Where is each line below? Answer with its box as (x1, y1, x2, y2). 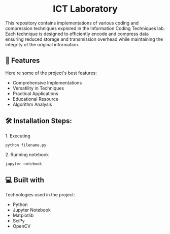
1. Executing (5, 133, 30, 139)
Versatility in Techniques (12, 85, 64, 91)
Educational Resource (12, 96, 59, 102)
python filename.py (5, 142, 47, 148)
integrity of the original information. (5, 41, 80, 47)
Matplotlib (12, 212, 34, 219)
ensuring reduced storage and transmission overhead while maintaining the (5, 36, 163, 42)
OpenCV (12, 223, 31, 229)
